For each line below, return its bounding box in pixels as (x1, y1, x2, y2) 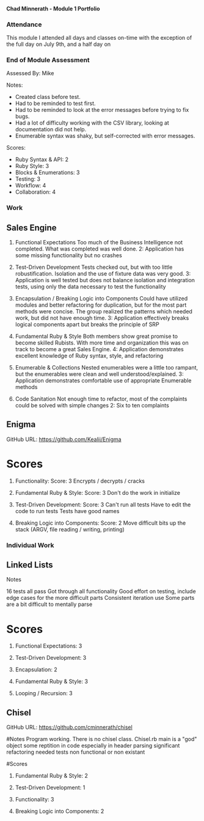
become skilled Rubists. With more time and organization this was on (15, 339, 189, 346)
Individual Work (6, 541, 54, 549)
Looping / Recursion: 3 (15, 690, 73, 697)
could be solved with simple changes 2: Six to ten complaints (15, 401, 169, 409)
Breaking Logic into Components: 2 (15, 808, 104, 815)
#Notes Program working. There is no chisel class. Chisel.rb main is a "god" (6, 735, 197, 743)
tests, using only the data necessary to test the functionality (15, 283, 166, 290)
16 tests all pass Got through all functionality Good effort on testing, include (6, 588, 197, 595)
